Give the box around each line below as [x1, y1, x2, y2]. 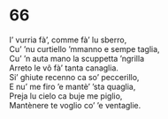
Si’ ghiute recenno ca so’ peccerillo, [9, 71, 140, 82]
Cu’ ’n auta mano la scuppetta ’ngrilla [9, 53, 145, 63]
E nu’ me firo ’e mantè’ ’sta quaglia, [9, 81, 136, 92]
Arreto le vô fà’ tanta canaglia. [9, 63, 119, 73]
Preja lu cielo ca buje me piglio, [9, 90, 123, 101]
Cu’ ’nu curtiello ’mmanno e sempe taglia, [9, 43, 161, 54]
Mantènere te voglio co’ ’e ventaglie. [9, 100, 141, 110]
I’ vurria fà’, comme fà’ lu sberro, [9, 34, 127, 45]
